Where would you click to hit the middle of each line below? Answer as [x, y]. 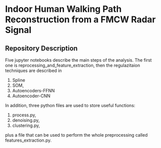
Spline [19, 80]
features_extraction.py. [28, 140]
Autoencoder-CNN [31, 96]
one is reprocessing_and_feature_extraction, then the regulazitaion [73, 65]
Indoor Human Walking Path [64, 9]
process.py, [24, 115]
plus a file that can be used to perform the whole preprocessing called [76, 135]
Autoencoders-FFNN [33, 91]
